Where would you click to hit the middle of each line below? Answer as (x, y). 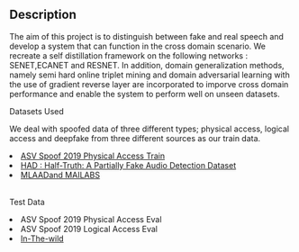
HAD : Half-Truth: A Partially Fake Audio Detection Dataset (129, 165)
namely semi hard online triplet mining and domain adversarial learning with (149, 75)
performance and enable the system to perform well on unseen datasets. (145, 94)
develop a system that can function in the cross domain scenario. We (137, 46)
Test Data (27, 202)
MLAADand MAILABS (61, 175)
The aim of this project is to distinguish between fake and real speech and (146, 36)
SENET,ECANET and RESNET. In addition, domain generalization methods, (147, 65)
